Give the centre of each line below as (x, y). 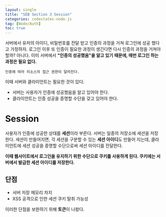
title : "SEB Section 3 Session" (38, 14)
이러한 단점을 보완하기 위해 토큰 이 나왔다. (45, 209)
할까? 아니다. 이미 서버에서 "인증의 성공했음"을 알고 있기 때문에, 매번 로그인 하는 (82, 56)
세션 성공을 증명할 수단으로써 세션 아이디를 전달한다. (72, 146)
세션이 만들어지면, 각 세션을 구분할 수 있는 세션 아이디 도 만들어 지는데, (83, 140)
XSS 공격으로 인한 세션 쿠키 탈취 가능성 (50, 199)
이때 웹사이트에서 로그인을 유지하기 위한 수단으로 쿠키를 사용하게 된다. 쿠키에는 (80, 156)
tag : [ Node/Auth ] (23, 24)
